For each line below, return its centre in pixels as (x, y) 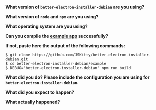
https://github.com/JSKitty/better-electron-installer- (92, 55)
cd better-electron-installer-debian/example (58, 64)
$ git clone (18, 55)
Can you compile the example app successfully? (57, 36)
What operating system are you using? (46, 26)
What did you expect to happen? (40, 92)
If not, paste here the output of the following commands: (65, 46)
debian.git (17, 59)
